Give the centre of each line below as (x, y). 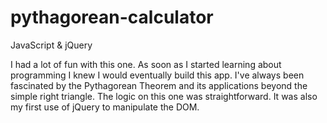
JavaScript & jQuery (51, 45)
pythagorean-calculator (112, 17)
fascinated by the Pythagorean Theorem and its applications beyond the (159, 85)
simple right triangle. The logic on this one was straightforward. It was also (164, 96)
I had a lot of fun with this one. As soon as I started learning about (146, 64)
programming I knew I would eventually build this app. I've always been (157, 75)
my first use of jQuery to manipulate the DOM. (105, 107)
